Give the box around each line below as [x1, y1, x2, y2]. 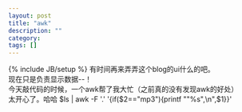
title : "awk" [8, 19, 52, 27]
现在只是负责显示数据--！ [8, 74, 92, 84]
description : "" [8, 26, 62, 34]
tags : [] [8, 42, 38, 50]
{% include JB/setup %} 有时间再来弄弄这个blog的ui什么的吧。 [8, 65, 216, 74]
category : [8, 34, 42, 42]
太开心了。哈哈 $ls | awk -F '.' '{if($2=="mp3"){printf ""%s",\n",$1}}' [8, 94, 232, 104]
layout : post [8, 11, 52, 20]
